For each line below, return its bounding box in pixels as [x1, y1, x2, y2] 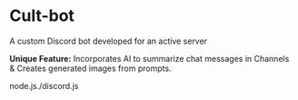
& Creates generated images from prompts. [9, 63, 172, 74]
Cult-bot [9, 5, 75, 26]
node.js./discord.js [9, 80, 79, 91]
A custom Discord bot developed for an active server [9, 35, 207, 46]
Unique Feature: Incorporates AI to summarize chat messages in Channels [9, 53, 290, 64]
